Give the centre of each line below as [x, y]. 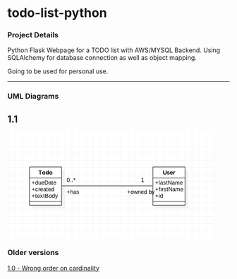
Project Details [33, 35]
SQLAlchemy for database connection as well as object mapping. [102, 58]
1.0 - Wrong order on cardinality [54, 268]
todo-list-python [57, 13]
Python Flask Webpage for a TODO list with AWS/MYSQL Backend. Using [114, 50]
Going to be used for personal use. [58, 71]
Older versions [33, 253]
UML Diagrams [33, 97]
